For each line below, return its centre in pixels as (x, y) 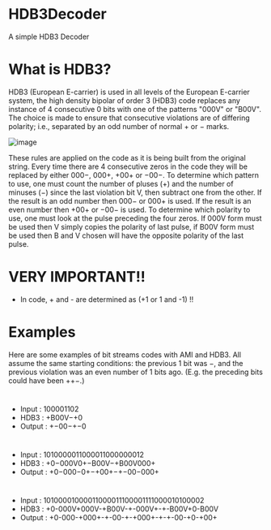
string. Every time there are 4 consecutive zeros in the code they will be (128, 166)
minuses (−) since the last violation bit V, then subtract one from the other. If (135, 192)
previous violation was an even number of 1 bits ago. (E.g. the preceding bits (135, 372)
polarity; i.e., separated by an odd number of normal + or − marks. (119, 126)
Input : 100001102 (49, 409)
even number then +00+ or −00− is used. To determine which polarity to (129, 209)
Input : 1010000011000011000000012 (82, 455)
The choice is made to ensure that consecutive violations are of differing (129, 118)
